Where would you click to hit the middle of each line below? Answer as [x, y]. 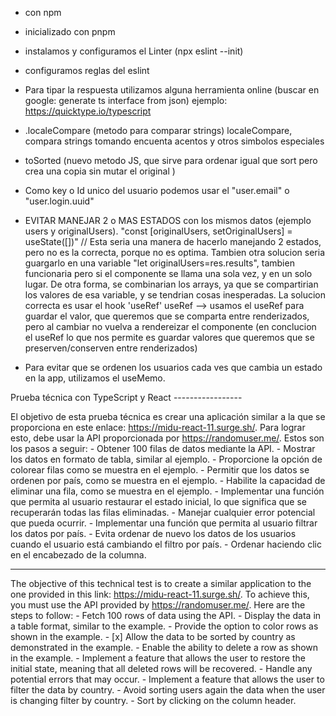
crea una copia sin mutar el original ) [100, 171]
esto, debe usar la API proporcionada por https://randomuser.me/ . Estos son [167, 438]
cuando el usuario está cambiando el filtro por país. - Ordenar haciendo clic [166, 544]
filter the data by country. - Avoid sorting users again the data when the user [168, 690]
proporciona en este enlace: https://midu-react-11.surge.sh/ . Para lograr [158, 427]
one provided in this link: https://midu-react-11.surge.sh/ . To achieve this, [160, 594]
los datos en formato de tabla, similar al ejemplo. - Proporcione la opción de [166, 459]
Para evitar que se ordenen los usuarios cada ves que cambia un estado [173, 367]
